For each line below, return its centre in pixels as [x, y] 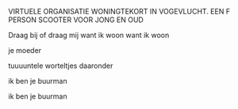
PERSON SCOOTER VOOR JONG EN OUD [76, 20]
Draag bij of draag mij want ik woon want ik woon [89, 35]
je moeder [25, 50]
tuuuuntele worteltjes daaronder [61, 66]
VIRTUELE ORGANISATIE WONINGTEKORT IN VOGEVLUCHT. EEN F [119, 11]
